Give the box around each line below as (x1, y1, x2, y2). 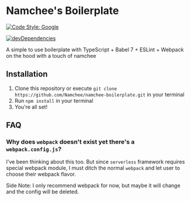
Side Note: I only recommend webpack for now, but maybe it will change (6, 182, 181, 189)
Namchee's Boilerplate (6, 4, 119, 18)
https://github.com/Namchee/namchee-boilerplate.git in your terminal (14, 91, 185, 98)
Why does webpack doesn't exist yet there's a (6, 138, 135, 146)
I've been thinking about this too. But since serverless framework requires (6, 158, 185, 165)
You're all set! (14, 103, 48, 110)
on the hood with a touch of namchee (6, 52, 96, 59)
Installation (6, 69, 48, 79)
